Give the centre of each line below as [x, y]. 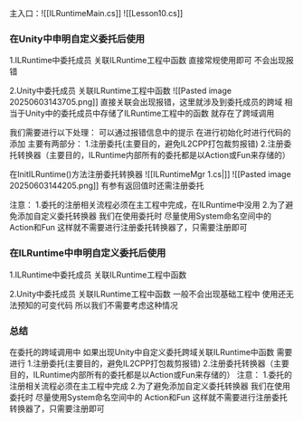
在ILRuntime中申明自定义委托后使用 [88, 253]
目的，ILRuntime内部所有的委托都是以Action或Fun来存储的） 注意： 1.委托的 [151, 374]
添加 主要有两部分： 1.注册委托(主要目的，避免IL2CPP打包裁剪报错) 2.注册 [147, 144]
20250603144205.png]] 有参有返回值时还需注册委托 [107, 186]
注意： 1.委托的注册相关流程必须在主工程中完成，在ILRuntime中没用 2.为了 [147, 205]
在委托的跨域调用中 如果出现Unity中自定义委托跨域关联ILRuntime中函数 [142, 352]
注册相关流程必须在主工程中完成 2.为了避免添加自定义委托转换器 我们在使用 [150, 386]
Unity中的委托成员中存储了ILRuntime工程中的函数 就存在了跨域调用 [150, 113]
